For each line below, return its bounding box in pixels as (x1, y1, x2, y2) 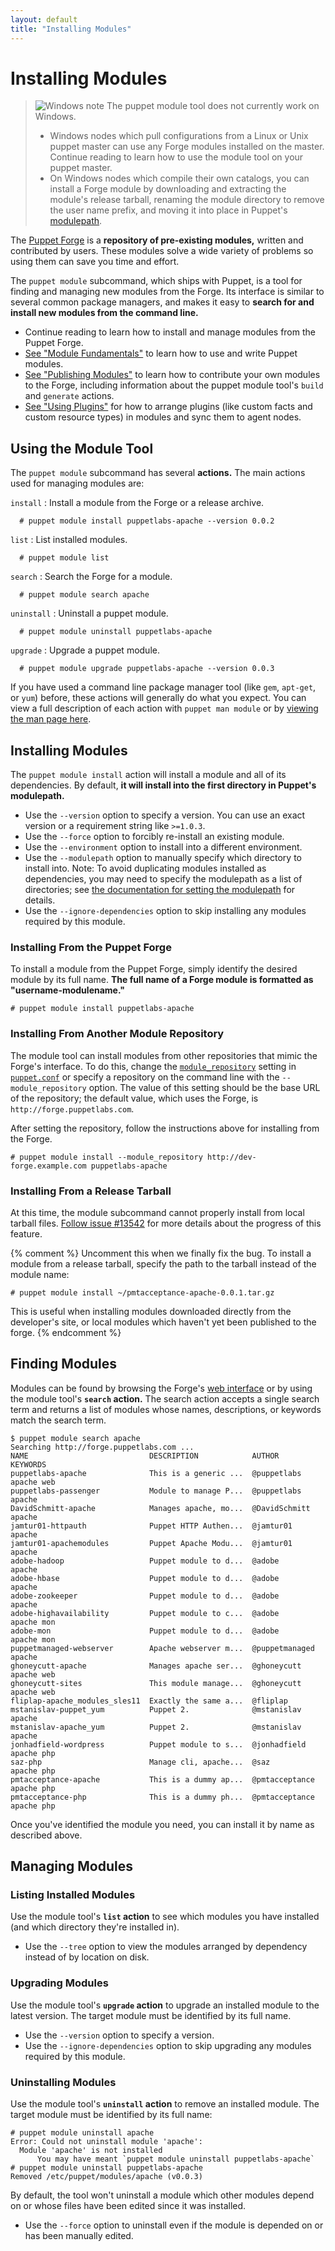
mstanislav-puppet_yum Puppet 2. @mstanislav (10, 1704, 302, 1715)
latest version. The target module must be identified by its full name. (10, 2009, 292, 2021)
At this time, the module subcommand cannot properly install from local (10, 1206, 305, 1218)
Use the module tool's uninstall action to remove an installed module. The (10, 2098, 320, 2110)
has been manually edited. (24, 2230, 134, 2242)
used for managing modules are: (10, 477, 145, 490)
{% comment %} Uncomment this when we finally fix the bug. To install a (10, 1247, 312, 1259)
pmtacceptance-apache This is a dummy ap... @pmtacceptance (10, 1774, 315, 1785)
